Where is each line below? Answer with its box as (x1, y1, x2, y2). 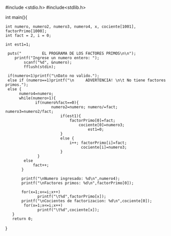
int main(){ (5, 14, 28, 20)
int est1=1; (5, 42, 31, 47)
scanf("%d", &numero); (24, 60, 72, 65)
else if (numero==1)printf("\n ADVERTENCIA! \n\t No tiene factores (7, 78, 166, 83)
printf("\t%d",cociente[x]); (37, 207, 100, 213)
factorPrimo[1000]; (5, 29, 47, 34)
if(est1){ (60, 113, 81, 119)
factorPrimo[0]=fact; (69, 118, 116, 123)
